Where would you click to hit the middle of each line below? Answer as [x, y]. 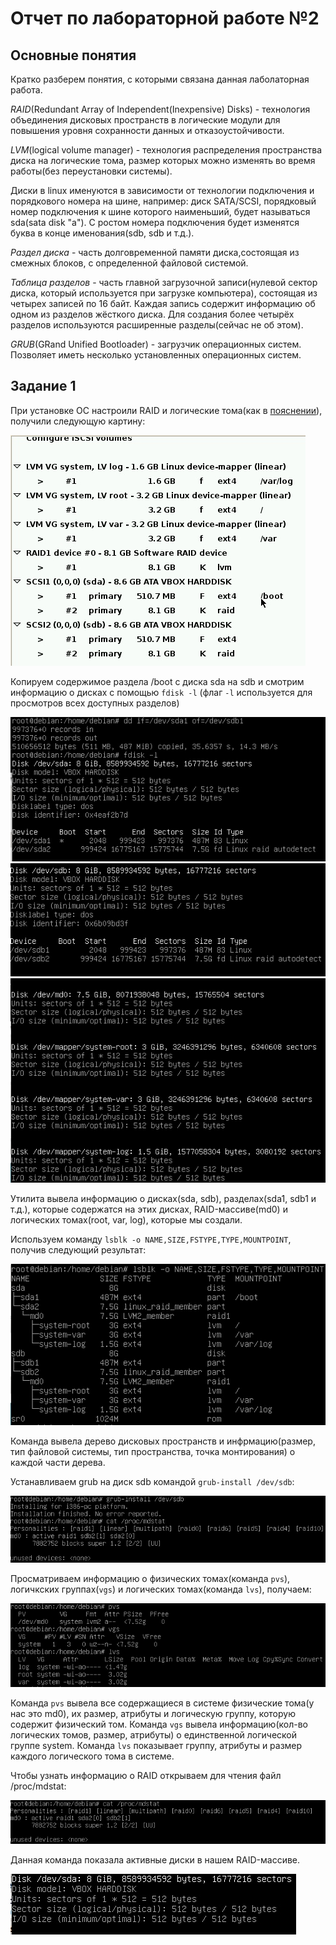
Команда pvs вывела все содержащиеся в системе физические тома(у [162, 1703]
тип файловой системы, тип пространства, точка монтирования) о [153, 1451]
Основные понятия [73, 55]
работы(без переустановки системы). [91, 171]
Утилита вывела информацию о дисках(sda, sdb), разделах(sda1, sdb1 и [163, 1199]
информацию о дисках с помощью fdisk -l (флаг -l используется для [161, 692]
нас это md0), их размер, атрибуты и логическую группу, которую [153, 1714]
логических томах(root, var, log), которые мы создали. [126, 1220]
